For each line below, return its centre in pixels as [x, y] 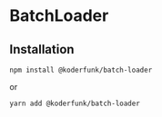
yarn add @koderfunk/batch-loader [75, 103]
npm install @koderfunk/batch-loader [81, 70]
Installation [42, 49]
